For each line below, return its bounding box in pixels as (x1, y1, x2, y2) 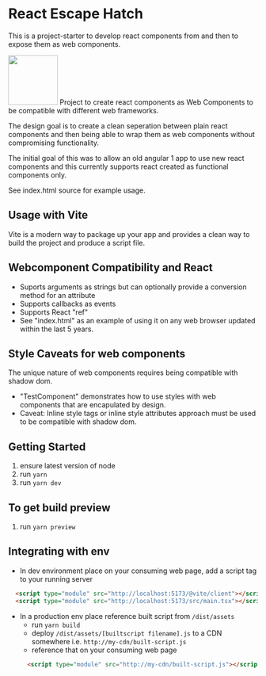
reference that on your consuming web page (31, 645, 177, 655)
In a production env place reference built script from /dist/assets (19, 611, 235, 621)
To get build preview (8, 501, 111, 514)
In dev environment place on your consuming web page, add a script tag (19, 566, 257, 575)
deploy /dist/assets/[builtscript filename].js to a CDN (31, 628, 222, 638)
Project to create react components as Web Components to (59, 97, 253, 107)
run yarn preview (19, 522, 76, 531)
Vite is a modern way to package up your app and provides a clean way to (8, 229, 250, 239)
